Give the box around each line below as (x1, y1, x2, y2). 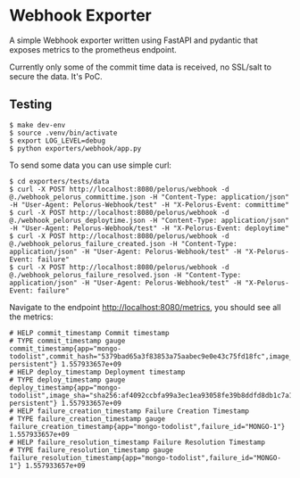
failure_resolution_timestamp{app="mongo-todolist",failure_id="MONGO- (9, 453, 281, 462)
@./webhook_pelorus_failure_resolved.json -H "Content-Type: (9, 270, 242, 279)
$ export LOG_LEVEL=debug (9, 136, 105, 145)
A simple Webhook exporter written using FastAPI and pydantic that (9, 35, 258, 45)
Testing (9, 97, 53, 112)
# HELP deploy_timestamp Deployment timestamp (9, 367, 186, 376)
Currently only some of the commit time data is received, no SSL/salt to (9, 62, 272, 72)
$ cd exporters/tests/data (9, 177, 110, 185)
